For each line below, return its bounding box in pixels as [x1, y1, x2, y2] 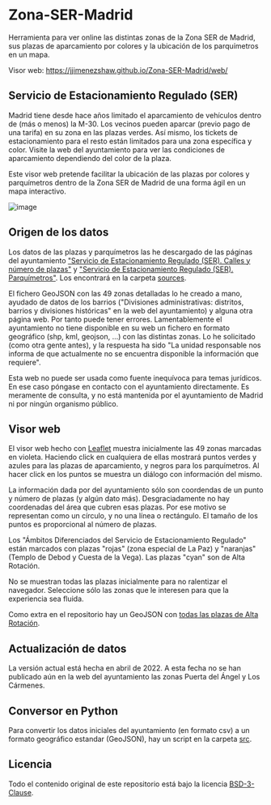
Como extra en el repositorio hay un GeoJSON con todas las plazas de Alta [8, 610, 259, 620]
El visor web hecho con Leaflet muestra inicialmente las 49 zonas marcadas [8, 444, 262, 454]
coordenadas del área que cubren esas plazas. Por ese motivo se [8, 502, 227, 512]
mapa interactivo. [8, 186, 67, 196]
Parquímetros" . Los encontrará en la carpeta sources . [8, 273, 187, 283]
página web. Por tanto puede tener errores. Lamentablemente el [8, 314, 222, 324]
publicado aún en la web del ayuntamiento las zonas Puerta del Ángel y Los [8, 672, 260, 682]
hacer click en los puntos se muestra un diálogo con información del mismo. [8, 470, 263, 479]
